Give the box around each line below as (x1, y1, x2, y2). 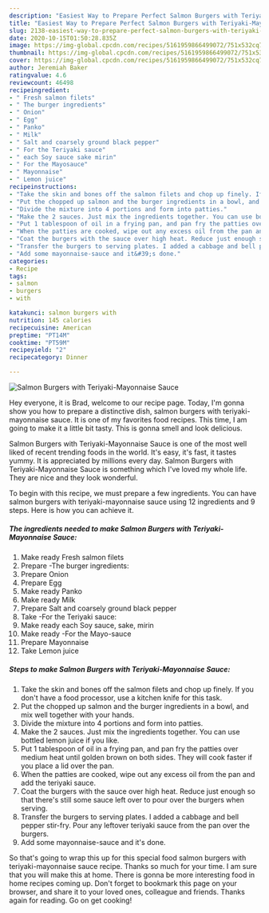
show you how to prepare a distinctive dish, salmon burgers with (9, 406, 222, 416)
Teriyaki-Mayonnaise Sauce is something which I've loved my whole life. (9, 465, 247, 474)
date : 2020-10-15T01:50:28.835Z (9, 34, 117, 42)
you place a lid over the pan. (20, 761, 114, 771)
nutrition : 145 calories (9, 316, 92, 324)
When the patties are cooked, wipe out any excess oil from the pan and (20, 769, 255, 779)
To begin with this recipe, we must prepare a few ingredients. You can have (9, 489, 257, 498)
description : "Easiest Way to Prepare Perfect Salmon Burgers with (9, 11, 239, 20)
